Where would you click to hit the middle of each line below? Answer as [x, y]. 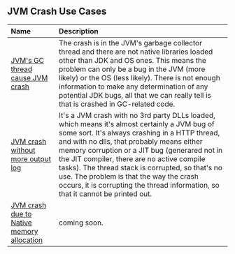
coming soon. [81, 223]
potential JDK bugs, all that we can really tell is [135, 95]
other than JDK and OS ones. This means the [132, 60]
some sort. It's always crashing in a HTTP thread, [139, 133]
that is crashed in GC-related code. [117, 104]
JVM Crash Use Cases [57, 12]
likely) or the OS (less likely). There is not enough [139, 77]
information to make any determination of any [133, 87]
